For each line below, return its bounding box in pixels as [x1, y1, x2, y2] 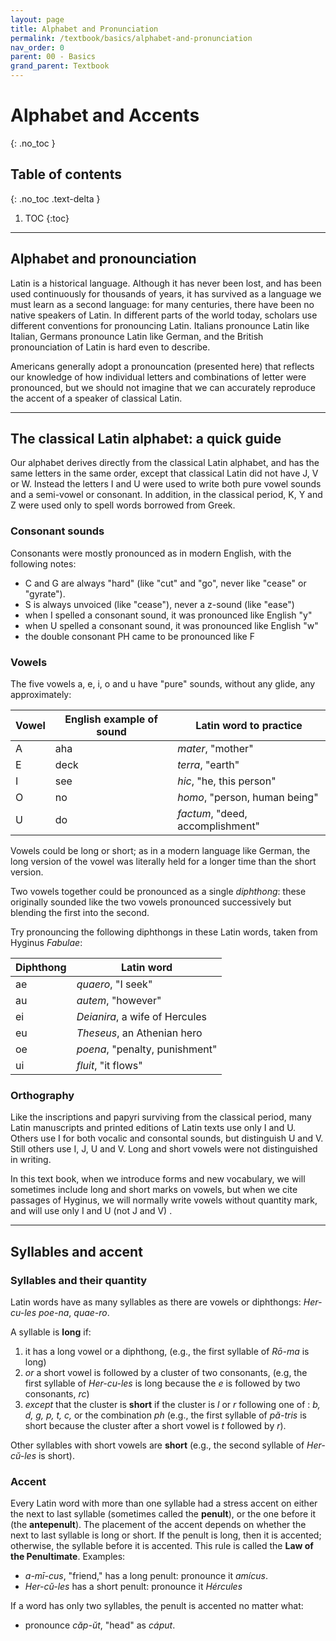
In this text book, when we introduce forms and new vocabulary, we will [10, 1173, 306, 1185]
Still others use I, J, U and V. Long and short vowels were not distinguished [10, 1143, 318, 1155]
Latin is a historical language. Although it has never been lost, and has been [10, 277, 322, 289]
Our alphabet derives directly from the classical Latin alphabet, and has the [10, 457, 320, 469]
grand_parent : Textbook [10, 61, 110, 71]
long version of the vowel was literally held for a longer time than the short [10, 855, 317, 867]
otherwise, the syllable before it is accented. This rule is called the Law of [10, 1540, 314, 1552]
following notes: [10, 557, 77, 570]
